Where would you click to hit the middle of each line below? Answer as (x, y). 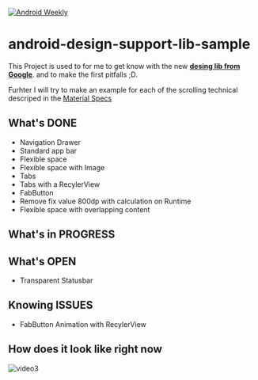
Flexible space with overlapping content (85, 209)
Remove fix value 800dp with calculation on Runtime (105, 201)
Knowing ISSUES (51, 305)
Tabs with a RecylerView (60, 184)
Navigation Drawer (50, 142)
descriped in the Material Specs (60, 98)
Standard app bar (48, 150)
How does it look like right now (85, 350)
